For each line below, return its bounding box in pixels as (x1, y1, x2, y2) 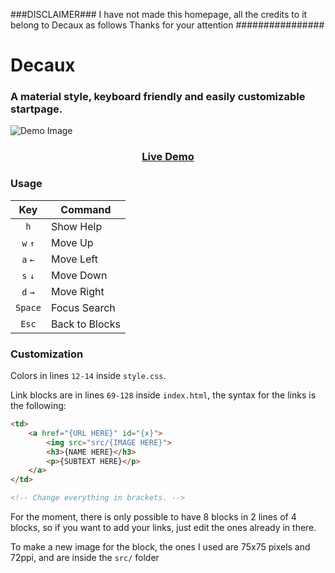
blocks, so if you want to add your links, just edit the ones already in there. (10, 522, 317, 533)
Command (60, 202, 112, 216)
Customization (10, 347, 84, 361)
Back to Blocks (50, 317, 121, 331)
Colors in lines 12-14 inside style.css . (10, 370, 167, 381)
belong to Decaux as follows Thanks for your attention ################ (10, 19, 325, 31)
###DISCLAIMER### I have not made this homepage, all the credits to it (10, 9, 308, 20)
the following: (10, 400, 67, 411)
